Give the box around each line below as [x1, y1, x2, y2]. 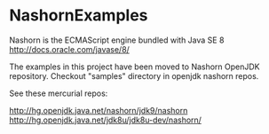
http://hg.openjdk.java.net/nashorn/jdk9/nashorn [9, 105, 188, 115]
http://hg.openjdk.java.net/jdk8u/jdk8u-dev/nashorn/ [9, 114, 202, 125]
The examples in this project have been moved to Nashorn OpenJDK [9, 61, 260, 72]
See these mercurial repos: [9, 88, 108, 99]
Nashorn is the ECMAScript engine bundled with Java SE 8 [9, 35, 225, 45]
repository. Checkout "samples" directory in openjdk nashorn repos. [9, 70, 259, 81]
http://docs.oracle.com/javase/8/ [9, 43, 131, 54]
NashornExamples [9, 5, 148, 26]
